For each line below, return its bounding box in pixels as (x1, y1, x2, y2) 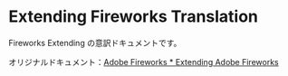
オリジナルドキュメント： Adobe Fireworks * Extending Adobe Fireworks (8, 56, 279, 67)
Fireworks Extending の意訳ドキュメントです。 (8, 37, 182, 48)
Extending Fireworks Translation (8, 6, 259, 27)
